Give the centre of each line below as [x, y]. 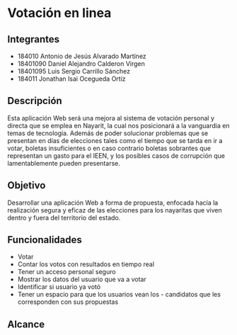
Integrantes [34, 39]
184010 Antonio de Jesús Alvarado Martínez [82, 56]
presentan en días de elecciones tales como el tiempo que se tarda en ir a [115, 140]
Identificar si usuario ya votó [59, 287]
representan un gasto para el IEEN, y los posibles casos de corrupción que [116, 155]
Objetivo [27, 186]
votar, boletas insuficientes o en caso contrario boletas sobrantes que [109, 148]
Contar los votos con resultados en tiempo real [86, 264]
